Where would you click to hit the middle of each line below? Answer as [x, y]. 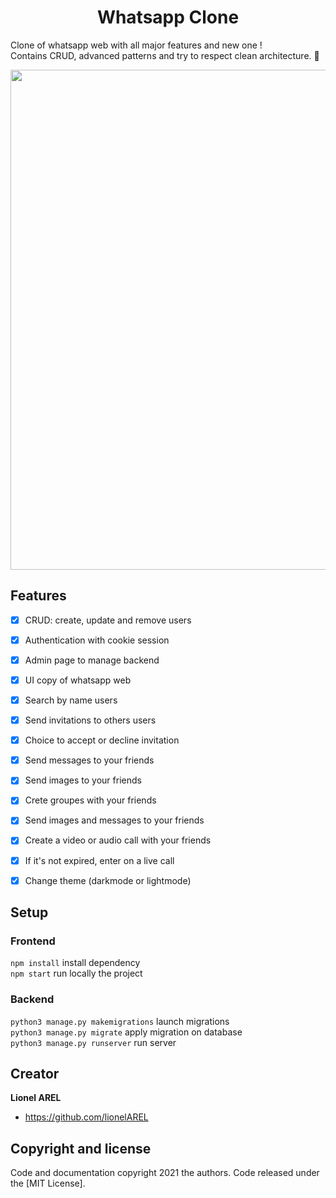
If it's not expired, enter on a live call [99, 860]
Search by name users [71, 700]
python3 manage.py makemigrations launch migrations [120, 1021]
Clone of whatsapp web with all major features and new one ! [136, 45]
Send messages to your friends [89, 760]
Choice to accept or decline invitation [102, 740]
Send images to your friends [83, 780]
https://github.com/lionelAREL [86, 1117]
